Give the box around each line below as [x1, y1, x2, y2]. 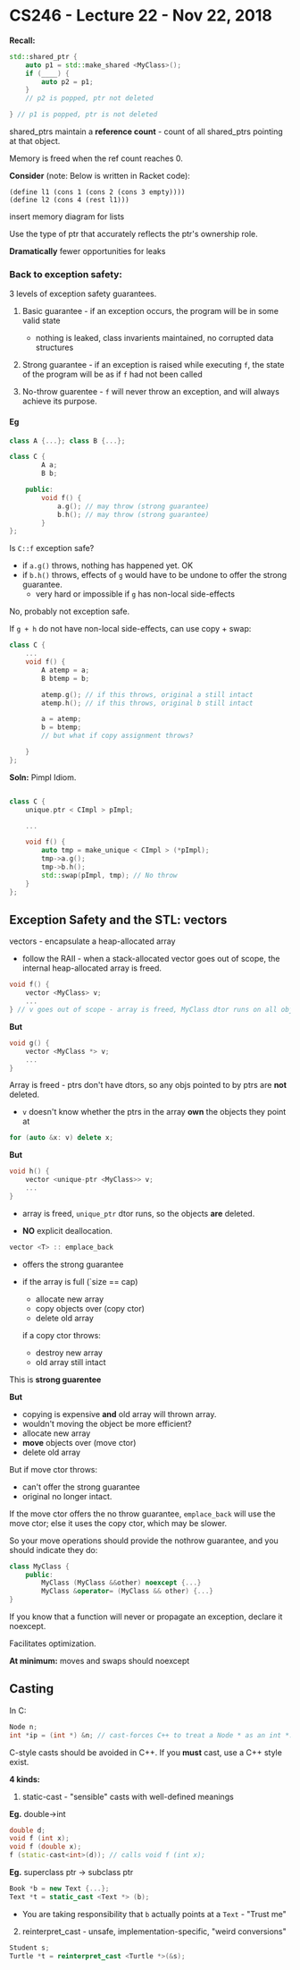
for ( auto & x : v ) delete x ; [9, 1134, 114, 1142]
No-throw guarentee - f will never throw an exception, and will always [21, 386, 279, 397]
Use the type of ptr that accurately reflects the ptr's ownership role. [9, 229, 259, 240]
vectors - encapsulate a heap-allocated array [9, 936, 176, 947]
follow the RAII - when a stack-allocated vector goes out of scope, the [21, 954, 280, 964]
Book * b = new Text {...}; [9, 1884, 110, 1893]
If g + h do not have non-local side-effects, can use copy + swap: [9, 624, 252, 634]
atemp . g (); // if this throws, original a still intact [41, 690, 254, 699]
